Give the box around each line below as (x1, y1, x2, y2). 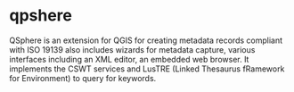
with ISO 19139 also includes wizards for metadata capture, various (9, 44, 256, 54)
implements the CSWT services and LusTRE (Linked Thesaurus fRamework (9, 63, 285, 74)
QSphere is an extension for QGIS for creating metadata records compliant (9, 35, 283, 46)
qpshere (9, 5, 73, 26)
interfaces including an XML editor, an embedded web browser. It (9, 54, 249, 64)
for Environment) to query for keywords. (9, 72, 157, 83)
